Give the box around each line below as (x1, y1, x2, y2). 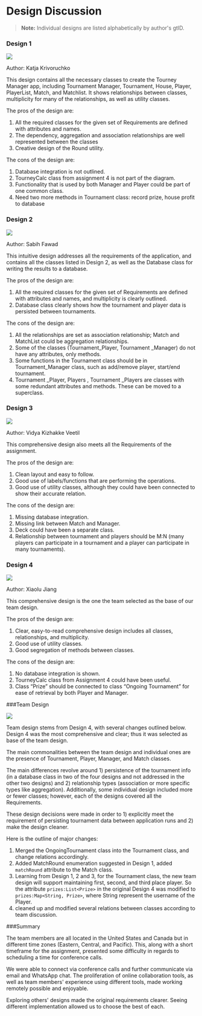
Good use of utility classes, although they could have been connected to (14, 483, 195, 490)
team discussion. (14, 911, 58, 919)
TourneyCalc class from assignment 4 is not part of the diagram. (14, 174, 176, 182)
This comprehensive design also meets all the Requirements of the (6, 440, 172, 448)
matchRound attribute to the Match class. (14, 866, 113, 873)
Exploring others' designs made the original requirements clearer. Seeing (6, 997, 188, 1004)
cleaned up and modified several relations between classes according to (14, 905, 196, 912)
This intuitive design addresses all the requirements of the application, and (6, 252, 192, 259)
